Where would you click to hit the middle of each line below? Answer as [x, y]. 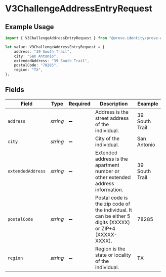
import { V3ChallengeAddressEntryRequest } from [56, 38]
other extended [113, 177]
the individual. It [114, 210]
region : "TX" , [28, 70]
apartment [107, 165]
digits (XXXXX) [113, 222]
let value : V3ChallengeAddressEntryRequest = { [55, 47]
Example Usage [30, 27]
